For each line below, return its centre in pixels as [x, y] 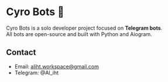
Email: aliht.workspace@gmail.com [57, 66]
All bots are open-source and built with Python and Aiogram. [79, 34]
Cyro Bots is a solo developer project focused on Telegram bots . [84, 28]
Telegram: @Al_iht [37, 73]
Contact [21, 53]
